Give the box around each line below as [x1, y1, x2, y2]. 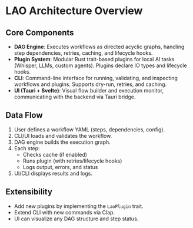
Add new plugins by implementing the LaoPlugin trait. [14, 202, 144, 210]
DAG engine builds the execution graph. [14, 138, 111, 146]
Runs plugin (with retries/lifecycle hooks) [22, 157, 122, 164]
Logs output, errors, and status [22, 163, 98, 170]
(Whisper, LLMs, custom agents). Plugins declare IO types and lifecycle [14, 62, 187, 69]
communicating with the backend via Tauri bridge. [14, 93, 136, 100]
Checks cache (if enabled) [22, 151, 88, 158]
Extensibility [5, 187, 52, 197]
